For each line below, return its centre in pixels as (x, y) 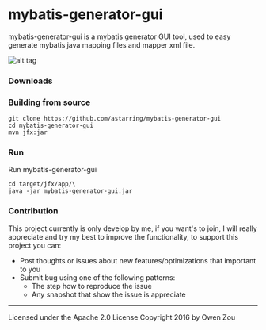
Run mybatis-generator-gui (53, 170)
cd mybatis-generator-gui (51, 126)
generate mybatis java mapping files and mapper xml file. (102, 44)
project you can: (35, 245)
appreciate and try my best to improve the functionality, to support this (123, 236)
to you (30, 269)
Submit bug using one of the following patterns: (97, 277)
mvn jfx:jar (28, 132)
